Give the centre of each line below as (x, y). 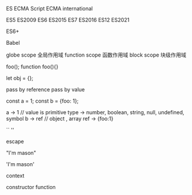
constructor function (31, 187)
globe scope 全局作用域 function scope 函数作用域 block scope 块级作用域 (96, 55)
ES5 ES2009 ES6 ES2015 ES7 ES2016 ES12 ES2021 (68, 20)
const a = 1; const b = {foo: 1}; (43, 101)
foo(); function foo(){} (32, 67)
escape (15, 141)
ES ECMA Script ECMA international (49, 9)
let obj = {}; (20, 78)
